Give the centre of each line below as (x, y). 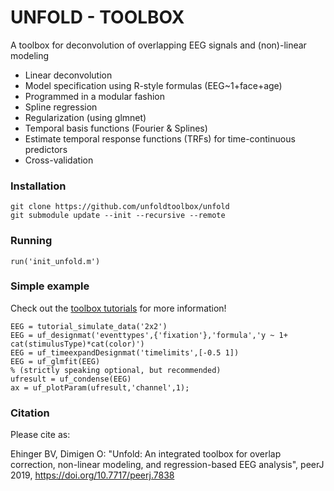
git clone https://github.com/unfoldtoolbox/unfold (120, 207)
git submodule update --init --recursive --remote (118, 216)
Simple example (50, 286)
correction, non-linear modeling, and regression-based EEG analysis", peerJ (167, 465)
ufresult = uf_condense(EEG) (71, 379)
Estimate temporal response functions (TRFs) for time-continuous (160, 138)
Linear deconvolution (68, 75)
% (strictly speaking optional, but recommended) (116, 370)
